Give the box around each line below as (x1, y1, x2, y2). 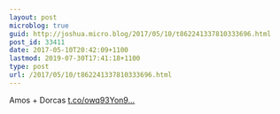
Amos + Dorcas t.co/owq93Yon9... (9, 95, 136, 105)
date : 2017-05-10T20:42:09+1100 (9, 46, 128, 55)
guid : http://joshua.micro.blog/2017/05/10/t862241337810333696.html (9, 29, 272, 38)
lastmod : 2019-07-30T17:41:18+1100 (9, 54, 141, 63)
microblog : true (9, 21, 69, 30)
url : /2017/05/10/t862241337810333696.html (9, 71, 173, 80)
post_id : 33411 (9, 37, 66, 47)
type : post (9, 63, 50, 72)
